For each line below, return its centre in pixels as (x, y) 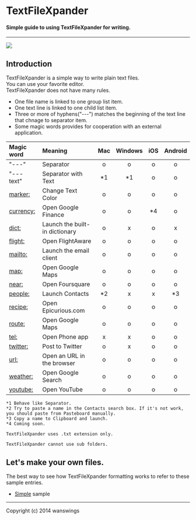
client (50, 258)
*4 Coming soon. (26, 424)
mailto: (18, 254)
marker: (20, 194)
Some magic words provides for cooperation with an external (88, 126)
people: (20, 294)
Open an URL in (64, 356)
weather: (21, 377)
